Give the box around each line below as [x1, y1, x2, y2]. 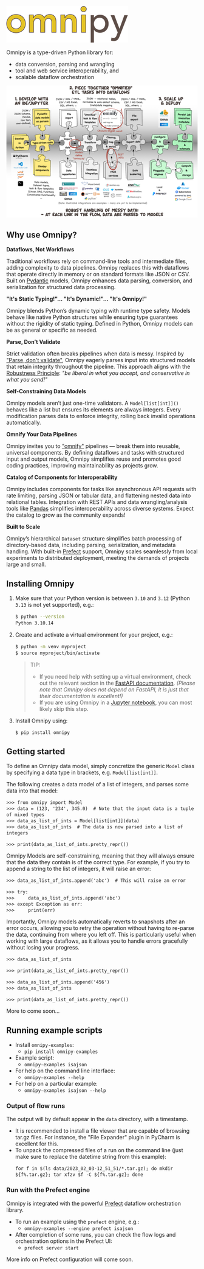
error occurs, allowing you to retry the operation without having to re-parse [6, 925, 194, 932]
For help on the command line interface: [15, 1067, 115, 1074]
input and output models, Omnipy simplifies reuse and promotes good [6, 455, 181, 463]
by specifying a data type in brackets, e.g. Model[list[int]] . [6, 769, 158, 776]
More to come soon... [6, 1007, 60, 1015]
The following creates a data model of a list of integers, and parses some [6, 781, 189, 788]
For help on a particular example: [15, 1080, 98, 1088]
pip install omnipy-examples [24, 1049, 98, 1055]
